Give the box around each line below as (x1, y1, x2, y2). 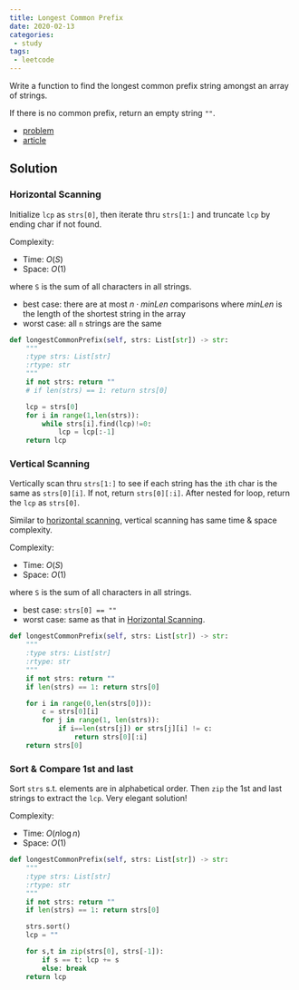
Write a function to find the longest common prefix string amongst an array (9, 81, 290, 91)
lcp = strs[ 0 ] (25, 402, 79, 411)
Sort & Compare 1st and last (9, 762, 134, 775)
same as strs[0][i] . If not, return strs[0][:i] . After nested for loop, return (9, 487, 290, 499)
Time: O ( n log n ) (22, 828, 81, 839)
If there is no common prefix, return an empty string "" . (9, 108, 216, 118)
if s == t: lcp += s (42, 955, 120, 965)
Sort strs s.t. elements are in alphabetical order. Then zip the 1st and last (9, 783, 283, 794)
